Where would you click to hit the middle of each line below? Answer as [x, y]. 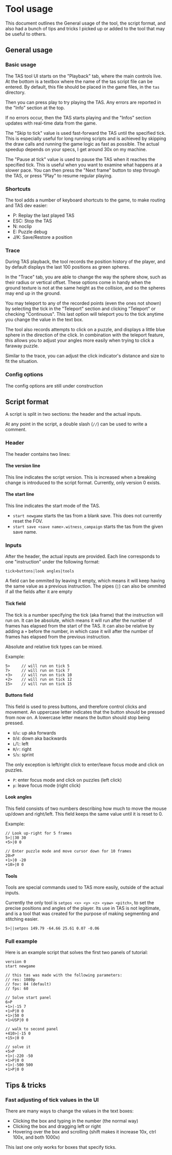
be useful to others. [26, 34]
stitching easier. [22, 919]
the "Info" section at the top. [35, 108]
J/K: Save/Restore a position [42, 237]
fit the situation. [22, 361]
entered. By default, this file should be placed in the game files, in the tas [82, 87]
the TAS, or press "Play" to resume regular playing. [59, 175]
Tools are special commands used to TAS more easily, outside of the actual [84, 887]
